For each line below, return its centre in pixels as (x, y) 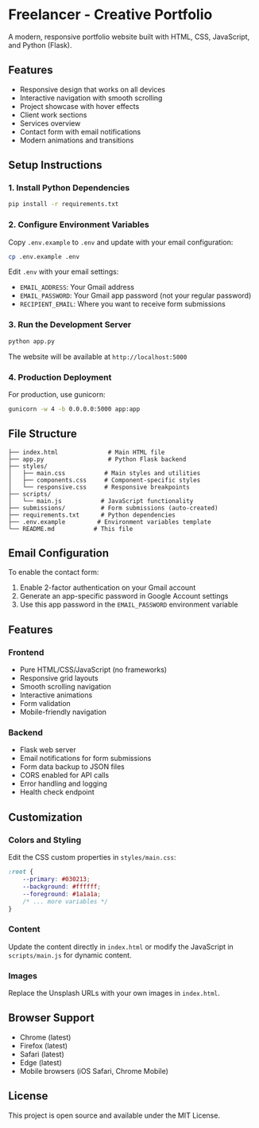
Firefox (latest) (44, 1045)
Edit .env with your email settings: (64, 271)
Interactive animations (56, 695)
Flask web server (48, 750)
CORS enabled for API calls (64, 775)
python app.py (32, 341)
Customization (46, 817)
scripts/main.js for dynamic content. (70, 955)
